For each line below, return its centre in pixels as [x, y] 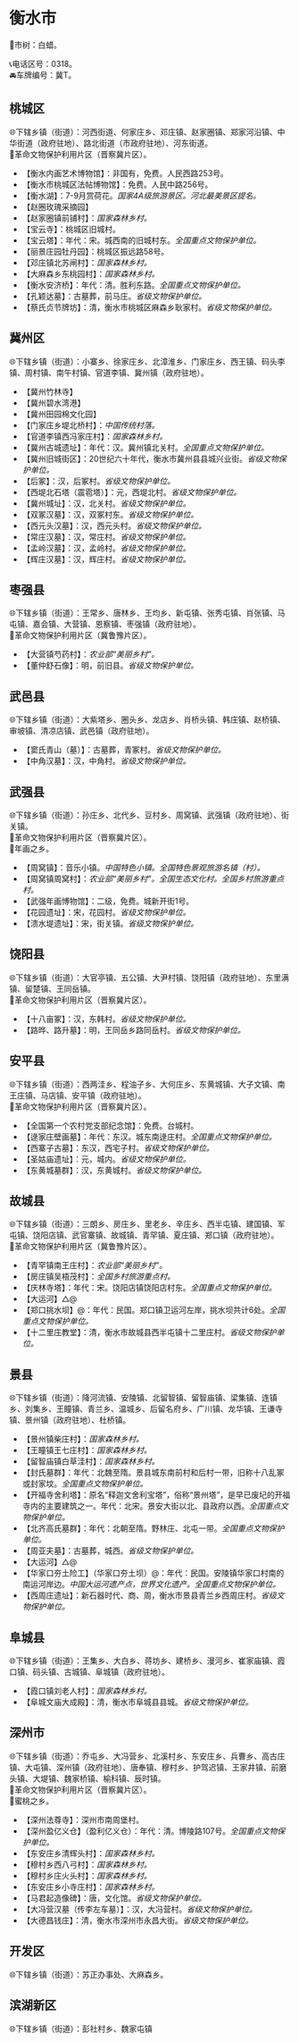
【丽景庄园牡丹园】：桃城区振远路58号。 [96, 251]
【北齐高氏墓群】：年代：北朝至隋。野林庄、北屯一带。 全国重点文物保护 [153, 1528]
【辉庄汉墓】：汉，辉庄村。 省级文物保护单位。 [106, 559]
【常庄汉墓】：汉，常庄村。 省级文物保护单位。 [106, 536]
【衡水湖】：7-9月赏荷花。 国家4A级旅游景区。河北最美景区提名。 [141, 195]
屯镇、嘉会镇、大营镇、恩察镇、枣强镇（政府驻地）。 [105, 624]
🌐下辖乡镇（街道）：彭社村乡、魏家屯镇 [81, 2029]
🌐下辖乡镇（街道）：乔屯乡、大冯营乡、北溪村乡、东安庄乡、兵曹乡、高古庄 [147, 1756]
